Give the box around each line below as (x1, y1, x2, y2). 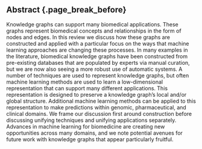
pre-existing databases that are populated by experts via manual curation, (6, 59, 190, 66)
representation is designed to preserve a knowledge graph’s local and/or (6, 91, 187, 98)
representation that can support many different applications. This (6, 84, 168, 92)
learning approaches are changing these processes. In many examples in (6, 46, 188, 53)
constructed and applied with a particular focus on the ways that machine (6, 40, 189, 47)
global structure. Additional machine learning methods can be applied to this (6, 97, 196, 105)
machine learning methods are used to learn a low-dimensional (6, 78, 163, 85)
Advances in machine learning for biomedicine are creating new (6, 123, 165, 130)
